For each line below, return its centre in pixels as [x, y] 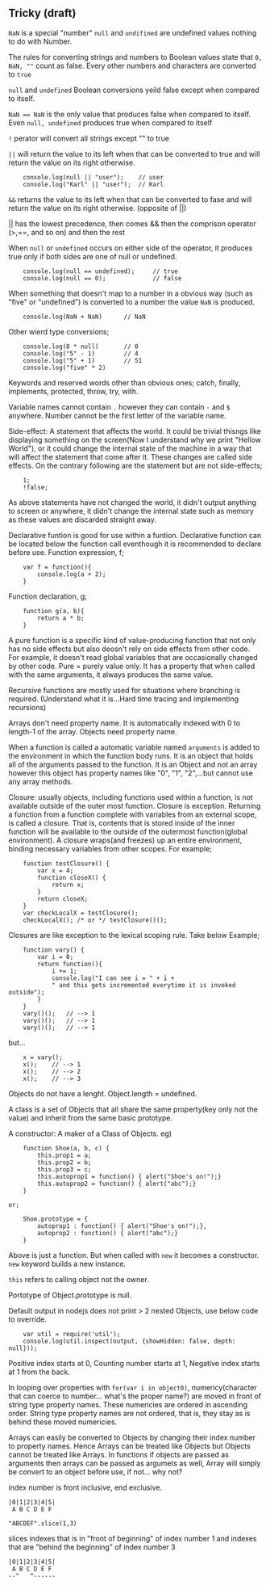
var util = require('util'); [72, 1334]
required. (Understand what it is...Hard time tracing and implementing [124, 699]
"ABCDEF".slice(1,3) [43, 1523]
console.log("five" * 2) [64, 368]
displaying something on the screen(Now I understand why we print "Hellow [135, 439]
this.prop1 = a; [64, 1155]
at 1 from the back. [39, 1372]
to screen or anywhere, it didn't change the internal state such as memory [131, 511]
